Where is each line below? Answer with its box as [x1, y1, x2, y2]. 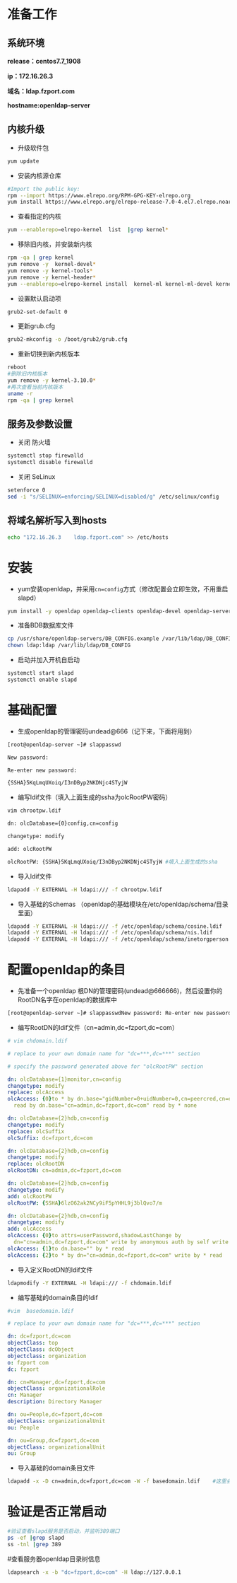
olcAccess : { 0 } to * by [7, 1096, 74, 1103]
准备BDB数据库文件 [17, 621, 74, 630]
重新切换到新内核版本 [17, 349, 80, 358]
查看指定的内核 [17, 212, 61, 221]
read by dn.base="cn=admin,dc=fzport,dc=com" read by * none [13, 1102, 197, 1109]
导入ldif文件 [17, 871, 52, 881]
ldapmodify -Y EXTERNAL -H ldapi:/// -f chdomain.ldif [7, 1280, 172, 1287]
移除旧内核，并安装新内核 [17, 240, 92, 248]
